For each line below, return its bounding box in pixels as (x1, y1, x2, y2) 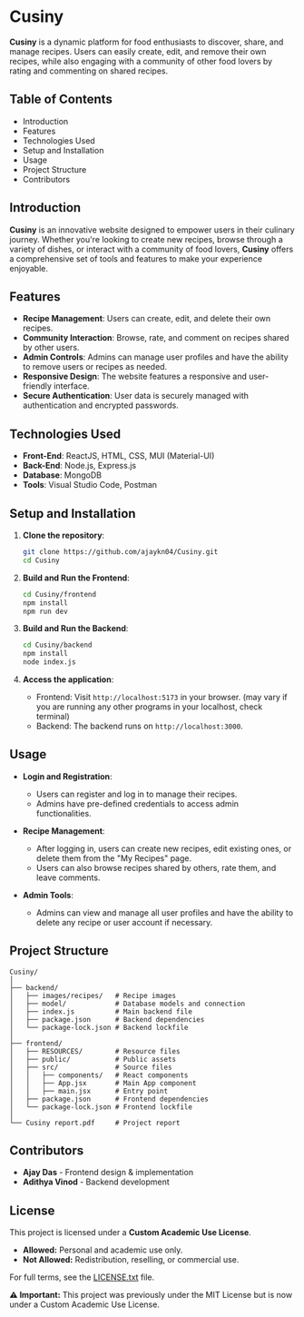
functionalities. (35, 807, 93, 818)
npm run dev (22, 607, 68, 616)
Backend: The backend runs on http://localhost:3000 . (35, 720, 243, 731)
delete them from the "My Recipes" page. (35, 852, 192, 864)
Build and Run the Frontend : (22, 572, 130, 583)
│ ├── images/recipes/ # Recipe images (9, 991, 177, 1000)
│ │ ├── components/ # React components (9, 1070, 189, 1080)
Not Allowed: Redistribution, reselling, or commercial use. (22, 1254, 240, 1265)
